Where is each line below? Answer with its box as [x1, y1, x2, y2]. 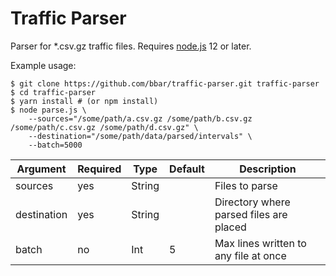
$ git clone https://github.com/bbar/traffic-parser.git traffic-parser [10, 78, 320, 89]
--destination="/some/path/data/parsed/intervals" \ [28, 131, 253, 141]
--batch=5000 [28, 140, 83, 150]
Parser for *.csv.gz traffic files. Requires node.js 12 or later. [10, 40, 252, 52]
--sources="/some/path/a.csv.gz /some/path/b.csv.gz [28, 113, 253, 124]
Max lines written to [214, 236, 307, 250]
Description [239, 162, 297, 176]
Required [77, 162, 122, 176]
